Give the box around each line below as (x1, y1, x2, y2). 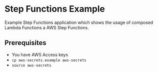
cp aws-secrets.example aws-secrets (11, 57, 87, 63)
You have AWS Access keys (11, 52, 68, 57)
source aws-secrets (11, 63, 52, 68)
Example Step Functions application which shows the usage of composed (4, 19, 154, 25)
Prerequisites (4, 39, 46, 47)
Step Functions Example (4, 3, 105, 15)
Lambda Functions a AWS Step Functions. (4, 24, 89, 30)
